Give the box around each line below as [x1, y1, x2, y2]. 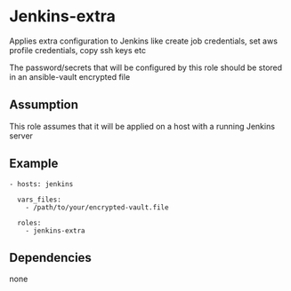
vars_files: [17, 195, 62, 204]
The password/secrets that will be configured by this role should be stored [9, 62, 283, 73]
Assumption [9, 98, 78, 113]
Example [9, 156, 59, 171]
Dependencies [9, 250, 92, 265]
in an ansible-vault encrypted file [9, 71, 131, 82]
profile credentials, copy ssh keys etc [9, 44, 147, 55]
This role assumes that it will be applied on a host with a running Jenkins [9, 121, 276, 131]
